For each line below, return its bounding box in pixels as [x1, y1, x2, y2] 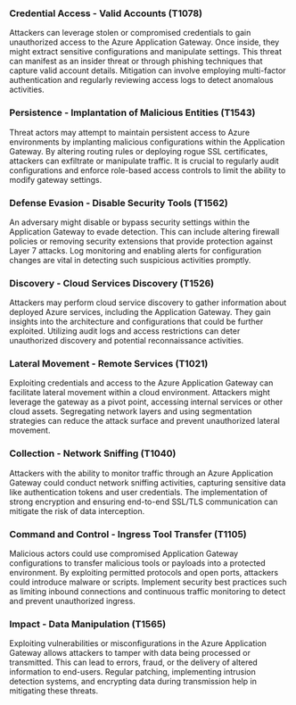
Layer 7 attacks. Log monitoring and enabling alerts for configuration [9, 245, 261, 256]
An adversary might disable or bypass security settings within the [9, 217, 251, 228]
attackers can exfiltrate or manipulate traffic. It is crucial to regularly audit [9, 155, 279, 166]
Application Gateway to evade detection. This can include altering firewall [9, 226, 280, 236]
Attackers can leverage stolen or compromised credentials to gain [9, 28, 251, 38]
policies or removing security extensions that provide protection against [9, 236, 274, 246]
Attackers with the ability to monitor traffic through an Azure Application [9, 468, 274, 478]
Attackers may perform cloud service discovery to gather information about [9, 297, 287, 308]
